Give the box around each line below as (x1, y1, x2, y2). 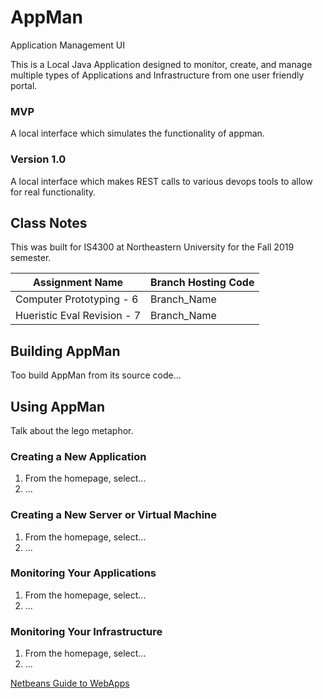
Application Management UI (10, 39, 125, 51)
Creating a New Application (10, 449, 147, 463)
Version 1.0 (10, 152, 67, 166)
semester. (10, 252, 52, 264)
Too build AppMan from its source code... (10, 369, 182, 381)
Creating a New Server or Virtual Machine (10, 508, 217, 522)
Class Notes (10, 214, 88, 231)
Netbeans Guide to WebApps (10, 677, 130, 690)
